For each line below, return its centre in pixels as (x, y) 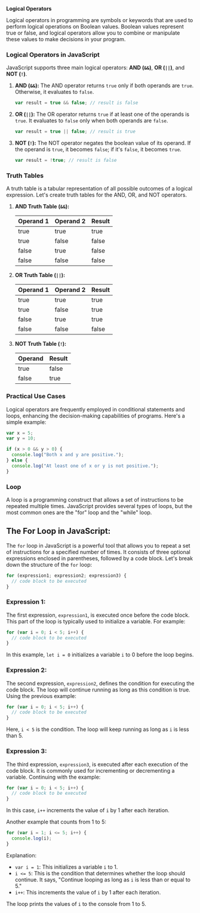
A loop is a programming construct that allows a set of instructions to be (95, 499)
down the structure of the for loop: (49, 564)
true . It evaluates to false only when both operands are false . (91, 121)
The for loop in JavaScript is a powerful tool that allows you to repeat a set (98, 545)
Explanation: (21, 855)
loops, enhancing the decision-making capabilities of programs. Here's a (96, 416)
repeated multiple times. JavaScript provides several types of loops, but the (99, 506)
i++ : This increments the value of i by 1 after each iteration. (88, 892)
